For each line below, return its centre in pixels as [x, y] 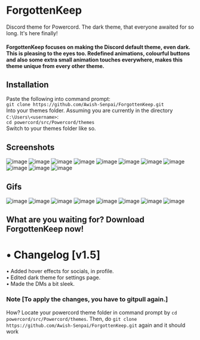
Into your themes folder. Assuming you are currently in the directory [90, 110]
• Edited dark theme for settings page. [53, 277]
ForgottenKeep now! [45, 229]
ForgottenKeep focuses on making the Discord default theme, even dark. [99, 47]
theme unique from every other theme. [55, 66]
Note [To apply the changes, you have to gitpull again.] [87, 299]
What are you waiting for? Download [75, 220]
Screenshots [30, 147]
